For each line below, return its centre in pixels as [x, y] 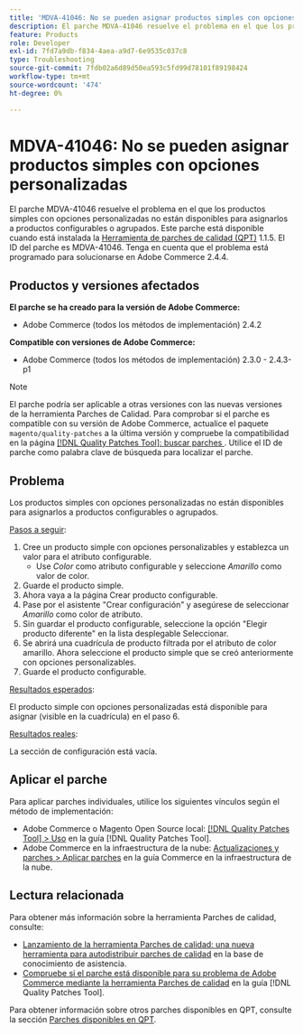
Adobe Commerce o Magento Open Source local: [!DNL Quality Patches [156, 828]
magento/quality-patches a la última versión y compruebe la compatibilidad [149, 433]
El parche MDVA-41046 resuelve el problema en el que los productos [138, 210]
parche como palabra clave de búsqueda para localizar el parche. [132, 452]
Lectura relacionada [67, 895]
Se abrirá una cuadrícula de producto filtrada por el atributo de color [149, 643]
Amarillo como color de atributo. [83, 614]
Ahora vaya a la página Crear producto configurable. [120, 595]
